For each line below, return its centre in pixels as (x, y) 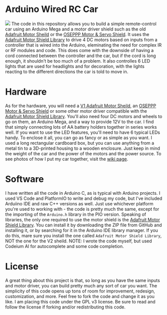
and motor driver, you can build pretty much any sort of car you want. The (81, 285)
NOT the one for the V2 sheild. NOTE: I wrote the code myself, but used (79, 241)
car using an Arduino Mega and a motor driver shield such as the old (76, 29)
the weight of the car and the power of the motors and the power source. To (83, 153)
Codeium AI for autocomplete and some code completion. (65, 246)
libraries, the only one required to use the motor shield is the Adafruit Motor (83, 219)
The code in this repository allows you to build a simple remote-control (84, 24)
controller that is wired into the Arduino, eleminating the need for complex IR (83, 45)
